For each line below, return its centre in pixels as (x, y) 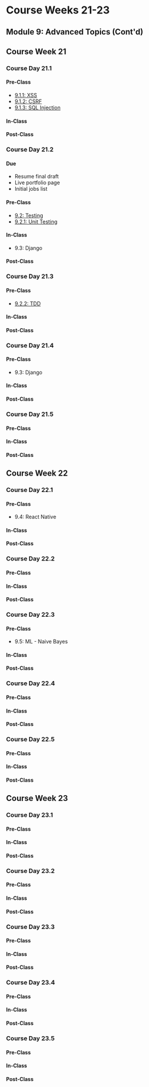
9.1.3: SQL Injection (37, 108)
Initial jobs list (31, 189)
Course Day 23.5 (30, 1038)
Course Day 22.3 (30, 615)
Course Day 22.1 (30, 490)
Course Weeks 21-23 (58, 10)
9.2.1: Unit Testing (36, 221)
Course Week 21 (36, 51)
